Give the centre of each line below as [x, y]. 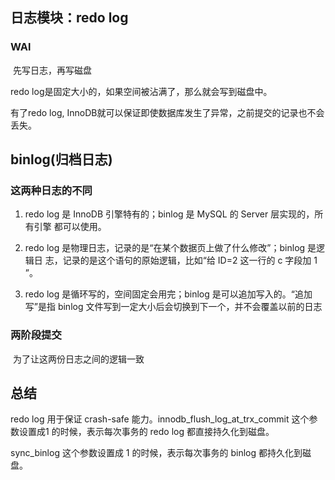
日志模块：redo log [69, 18]
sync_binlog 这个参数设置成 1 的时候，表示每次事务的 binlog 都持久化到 [156, 453]
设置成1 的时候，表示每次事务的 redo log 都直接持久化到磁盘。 [146, 432]
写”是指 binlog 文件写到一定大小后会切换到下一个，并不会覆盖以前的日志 [173, 307]
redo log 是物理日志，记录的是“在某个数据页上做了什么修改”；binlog [165, 248]
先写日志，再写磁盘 [52, 70]
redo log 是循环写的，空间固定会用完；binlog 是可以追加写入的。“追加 [168, 294]
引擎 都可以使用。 [70, 227]
